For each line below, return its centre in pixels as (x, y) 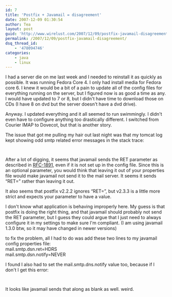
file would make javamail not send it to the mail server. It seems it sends (81, 176)
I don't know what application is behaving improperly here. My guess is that (85, 207)
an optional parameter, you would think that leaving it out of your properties (85, 171)
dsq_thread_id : (21, 44)
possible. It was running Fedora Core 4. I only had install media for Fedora (83, 82)
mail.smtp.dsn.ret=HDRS (31, 249)
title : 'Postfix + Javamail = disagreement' (53, 15)
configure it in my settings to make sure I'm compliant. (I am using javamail (84, 223)
